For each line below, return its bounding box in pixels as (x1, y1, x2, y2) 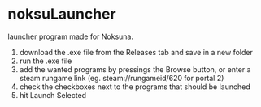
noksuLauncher (7, 5, 116, 24)
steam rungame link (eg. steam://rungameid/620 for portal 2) (19, 73, 224, 83)
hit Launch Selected (19, 90, 87, 100)
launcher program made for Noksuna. (7, 32, 134, 41)
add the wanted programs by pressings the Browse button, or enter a (19, 64, 251, 74)
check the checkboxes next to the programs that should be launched (19, 82, 250, 92)
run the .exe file (19, 56, 72, 66)
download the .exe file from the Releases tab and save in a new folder (19, 47, 253, 57)
